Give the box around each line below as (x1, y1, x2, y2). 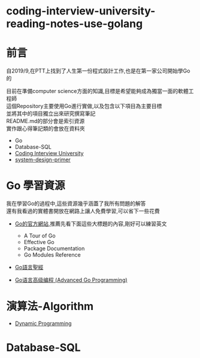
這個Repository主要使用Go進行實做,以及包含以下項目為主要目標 (6, 103, 162, 110)
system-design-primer (14, 156, 71, 163)
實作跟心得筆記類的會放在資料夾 (6, 125, 85, 133)
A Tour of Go (23, 232, 56, 239)
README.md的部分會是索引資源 (6, 118, 85, 125)
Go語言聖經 (14, 264, 44, 271)
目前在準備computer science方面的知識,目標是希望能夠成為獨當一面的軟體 (6, 88, 189, 95)
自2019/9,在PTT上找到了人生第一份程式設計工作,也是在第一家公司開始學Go (6, 67, 190, 74)
